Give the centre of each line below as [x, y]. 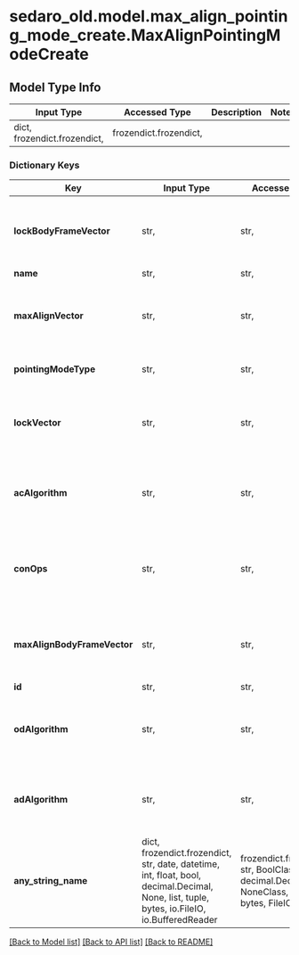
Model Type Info [55, 87]
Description [237, 112]
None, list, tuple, [175, 898]
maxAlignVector [48, 316]
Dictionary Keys [44, 165]
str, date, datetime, [180, 864]
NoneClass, [264, 892]
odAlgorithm [41, 729]
